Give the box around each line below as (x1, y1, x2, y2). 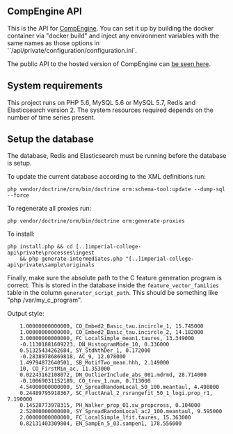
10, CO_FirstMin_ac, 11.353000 (19, 365, 111, 373)
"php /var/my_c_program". (7, 296, 82, 305)
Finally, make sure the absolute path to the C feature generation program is (7, 274, 223, 282)
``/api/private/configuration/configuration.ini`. (7, 46, 138, 54)
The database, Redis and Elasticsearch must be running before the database (7, 152, 227, 160)
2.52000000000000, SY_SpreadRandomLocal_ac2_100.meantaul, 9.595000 (19, 408, 223, 415)
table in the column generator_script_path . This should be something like (7, 289, 218, 297)
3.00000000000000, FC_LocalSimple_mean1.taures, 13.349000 (19, 335, 195, 342)
